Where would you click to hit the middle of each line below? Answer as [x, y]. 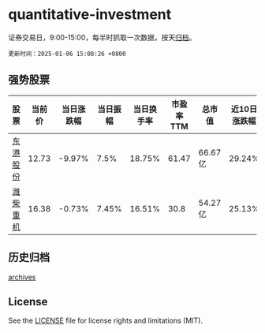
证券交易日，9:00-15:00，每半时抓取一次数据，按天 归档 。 [102, 37]
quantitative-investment [90, 15]
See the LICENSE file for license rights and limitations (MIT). [106, 320]
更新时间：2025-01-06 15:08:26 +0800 [67, 54]
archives [22, 277]
